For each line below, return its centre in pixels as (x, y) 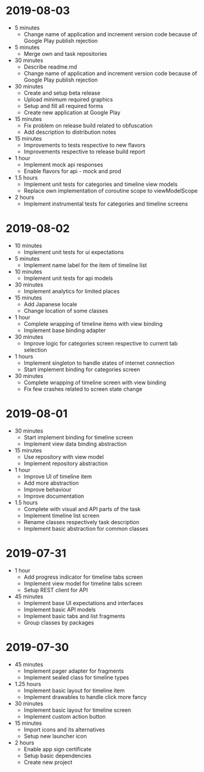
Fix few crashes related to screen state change (83, 389)
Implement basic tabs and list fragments (74, 616)
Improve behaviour (47, 489)
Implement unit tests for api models (68, 278)
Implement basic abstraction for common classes (86, 528)
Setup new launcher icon (55, 736)
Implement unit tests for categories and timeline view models (101, 184)
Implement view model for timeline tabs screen (83, 583)
